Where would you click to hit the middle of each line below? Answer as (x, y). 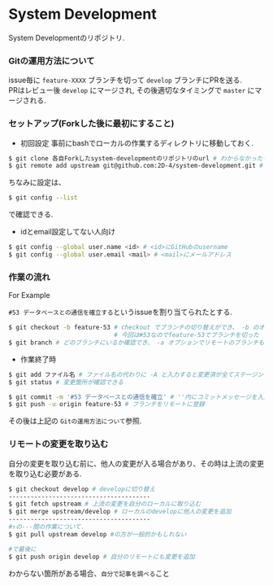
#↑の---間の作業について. (47, 527)
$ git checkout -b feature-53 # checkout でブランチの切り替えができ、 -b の (134, 328)
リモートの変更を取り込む (58, 444)
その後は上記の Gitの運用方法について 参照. (75, 421)
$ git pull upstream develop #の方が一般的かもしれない (97, 534)
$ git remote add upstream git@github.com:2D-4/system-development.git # (136, 166)
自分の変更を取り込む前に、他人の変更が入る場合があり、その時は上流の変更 (136, 463)
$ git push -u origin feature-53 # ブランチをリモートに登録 (107, 405)
